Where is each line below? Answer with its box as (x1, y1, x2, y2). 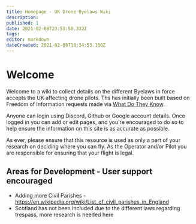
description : (6, 14, 39, 20)
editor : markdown (6, 37, 50, 43)
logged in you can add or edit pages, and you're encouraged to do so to (6, 118, 184, 126)
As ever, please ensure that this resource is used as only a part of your (6, 136, 181, 144)
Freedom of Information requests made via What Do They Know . (6, 100, 165, 108)
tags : (6, 31, 20, 37)
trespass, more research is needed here (14, 211, 114, 218)
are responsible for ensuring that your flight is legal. (6, 149, 134, 156)
